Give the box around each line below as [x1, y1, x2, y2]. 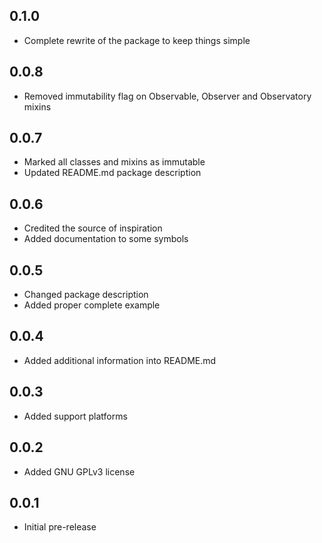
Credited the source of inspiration [23, 222, 163, 234]
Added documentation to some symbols [23, 233, 189, 245]
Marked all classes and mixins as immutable [23, 156, 206, 168]
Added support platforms [23, 410, 128, 422]
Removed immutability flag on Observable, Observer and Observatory [23, 90, 312, 102]
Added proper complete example [23, 299, 161, 311]
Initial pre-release [23, 521, 97, 533]
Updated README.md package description [23, 167, 202, 179]
